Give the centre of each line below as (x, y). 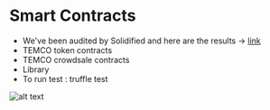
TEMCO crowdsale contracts (76, 60)
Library (36, 69)
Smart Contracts (73, 16)
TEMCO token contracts (67, 50)
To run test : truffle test (65, 78)
